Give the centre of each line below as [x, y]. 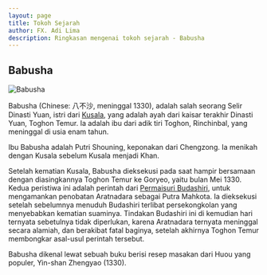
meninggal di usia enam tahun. [59, 132]
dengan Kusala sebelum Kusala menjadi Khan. [84, 155]
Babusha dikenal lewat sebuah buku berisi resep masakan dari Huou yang [130, 254]
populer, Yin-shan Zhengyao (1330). [67, 263]
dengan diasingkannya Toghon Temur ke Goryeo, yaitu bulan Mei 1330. [125, 179]
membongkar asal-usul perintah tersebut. [77, 239]
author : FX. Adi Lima [44, 30]
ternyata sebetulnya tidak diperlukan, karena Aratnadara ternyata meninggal [133, 222]
